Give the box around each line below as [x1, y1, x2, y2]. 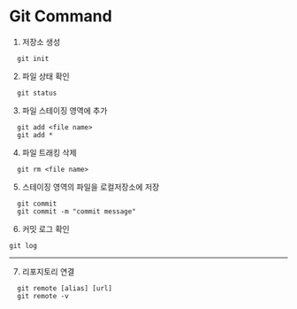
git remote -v [17, 291, 69, 300]
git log [9, 241, 38, 250]
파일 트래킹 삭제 [21, 147, 77, 158]
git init [17, 54, 49, 63]
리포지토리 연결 [21, 266, 75, 276]
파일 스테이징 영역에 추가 [21, 104, 108, 116]
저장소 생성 [21, 36, 61, 47]
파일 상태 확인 [21, 71, 70, 81]
